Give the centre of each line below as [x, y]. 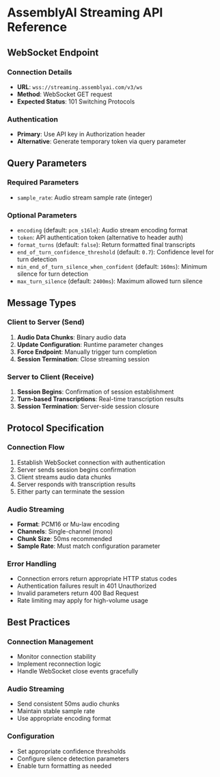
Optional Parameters [42, 215]
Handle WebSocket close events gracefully [78, 671]
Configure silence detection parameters [73, 758]
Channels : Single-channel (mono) [65, 531]
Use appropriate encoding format [64, 719]
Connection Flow [36, 447]
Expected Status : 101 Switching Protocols [76, 101]
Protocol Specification [56, 428]
